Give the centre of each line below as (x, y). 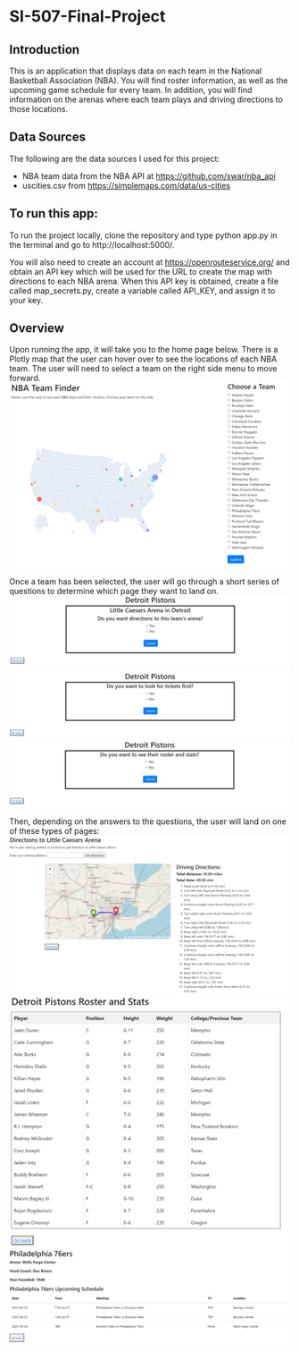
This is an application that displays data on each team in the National (136, 71)
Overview (37, 328)
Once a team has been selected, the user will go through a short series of (144, 581)
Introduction (45, 50)
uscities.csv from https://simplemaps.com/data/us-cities (126, 185)
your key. (26, 300)
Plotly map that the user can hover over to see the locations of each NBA (143, 359)
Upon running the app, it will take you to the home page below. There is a (144, 350)
